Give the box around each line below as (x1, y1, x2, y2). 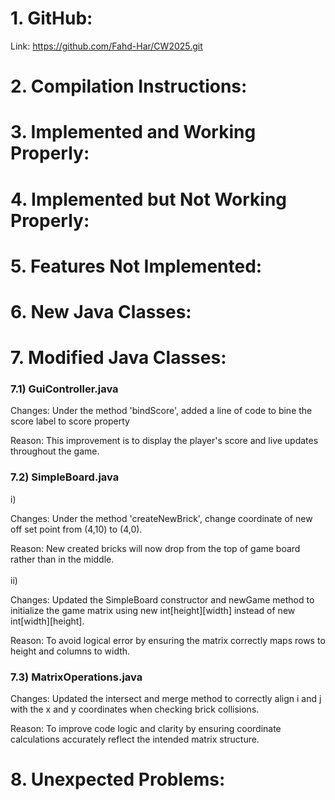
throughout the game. (10, 445, 100, 457)
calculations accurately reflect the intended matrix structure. (10, 733, 260, 745)
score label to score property (10, 415, 130, 427)
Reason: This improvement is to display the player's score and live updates (10, 435, 319, 447)
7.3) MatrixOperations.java (10, 670, 143, 684)
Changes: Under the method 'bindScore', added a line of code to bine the (10, 405, 313, 417)
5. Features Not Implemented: (10, 255, 263, 277)
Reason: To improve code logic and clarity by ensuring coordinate (10, 722, 282, 734)
